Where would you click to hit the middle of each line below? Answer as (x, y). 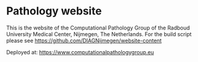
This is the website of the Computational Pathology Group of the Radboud (98, 28)
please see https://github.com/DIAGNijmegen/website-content (84, 40)
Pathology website (54, 11)
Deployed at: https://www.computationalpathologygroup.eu (80, 52)
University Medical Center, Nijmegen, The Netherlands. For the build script (99, 34)
